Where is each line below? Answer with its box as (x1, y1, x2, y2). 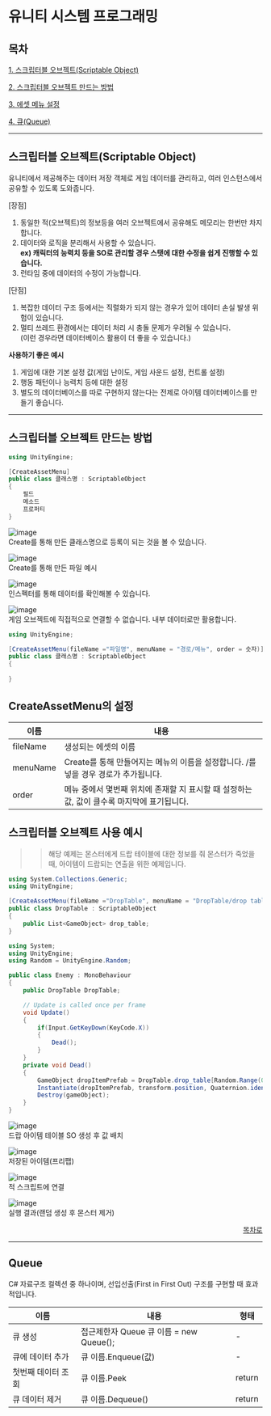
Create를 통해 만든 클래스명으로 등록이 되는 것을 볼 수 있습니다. (8, 537, 207, 547)
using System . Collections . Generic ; (8, 875, 128, 883)
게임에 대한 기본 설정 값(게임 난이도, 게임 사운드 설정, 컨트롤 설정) (19, 367, 226, 377)
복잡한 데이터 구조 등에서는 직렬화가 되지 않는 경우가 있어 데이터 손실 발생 (19, 302, 251, 312)
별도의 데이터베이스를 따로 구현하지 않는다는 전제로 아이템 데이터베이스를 (19, 387, 249, 397)
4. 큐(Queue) (8, 116, 51, 126)
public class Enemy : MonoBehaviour (8, 971, 131, 979)
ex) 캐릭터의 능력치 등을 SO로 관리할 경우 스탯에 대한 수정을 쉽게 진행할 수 (19, 247, 250, 257)
